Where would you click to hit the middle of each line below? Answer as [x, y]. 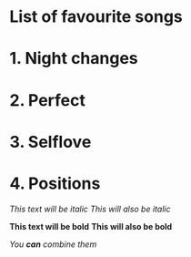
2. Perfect [48, 100]
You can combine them [53, 244]
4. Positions [55, 183]
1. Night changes [74, 59]
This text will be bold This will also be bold [91, 226]
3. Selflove [50, 142]
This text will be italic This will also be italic [90, 209]
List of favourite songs [96, 17]
